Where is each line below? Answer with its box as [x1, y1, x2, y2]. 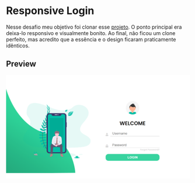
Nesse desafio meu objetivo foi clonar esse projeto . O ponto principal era [6, 23, 182, 30]
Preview [6, 59, 37, 69]
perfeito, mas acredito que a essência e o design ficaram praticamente [6, 36, 176, 43]
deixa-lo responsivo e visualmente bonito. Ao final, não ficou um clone [6, 29, 176, 36]
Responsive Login [6, 4, 95, 18]
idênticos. [6, 42, 30, 49]
